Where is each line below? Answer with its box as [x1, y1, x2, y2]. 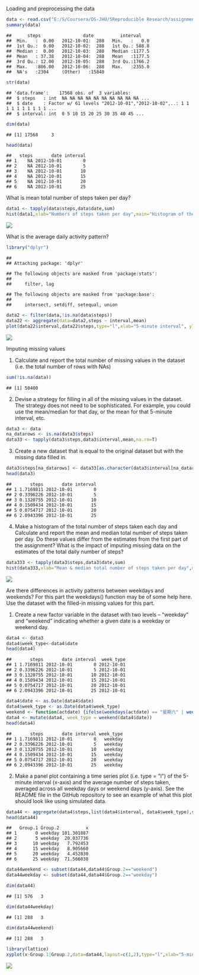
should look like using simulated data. [14, 797, 107, 804]
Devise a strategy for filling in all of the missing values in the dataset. [14, 395, 183, 402]
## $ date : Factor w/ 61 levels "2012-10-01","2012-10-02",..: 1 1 [6, 100, 190, 106]
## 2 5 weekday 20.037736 [6, 835, 89, 842]
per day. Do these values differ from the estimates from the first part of [14, 535, 188, 543]
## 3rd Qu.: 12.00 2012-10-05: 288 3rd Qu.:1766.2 [6, 59, 150, 65]
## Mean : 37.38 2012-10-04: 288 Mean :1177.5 [6, 53, 150, 59]
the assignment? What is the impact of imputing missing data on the [14, 541, 181, 549]
